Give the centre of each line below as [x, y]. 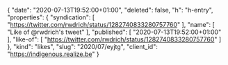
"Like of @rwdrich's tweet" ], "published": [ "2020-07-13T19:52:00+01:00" [114, 32]
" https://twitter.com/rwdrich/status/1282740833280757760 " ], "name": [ [111, 25]
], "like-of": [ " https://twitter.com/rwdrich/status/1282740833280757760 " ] [114, 39]
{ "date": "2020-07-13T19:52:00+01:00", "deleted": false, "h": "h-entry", [110, 10]
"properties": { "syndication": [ [51, 17]
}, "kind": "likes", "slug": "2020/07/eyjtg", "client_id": [82, 47]
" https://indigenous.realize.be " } [53, 54]
